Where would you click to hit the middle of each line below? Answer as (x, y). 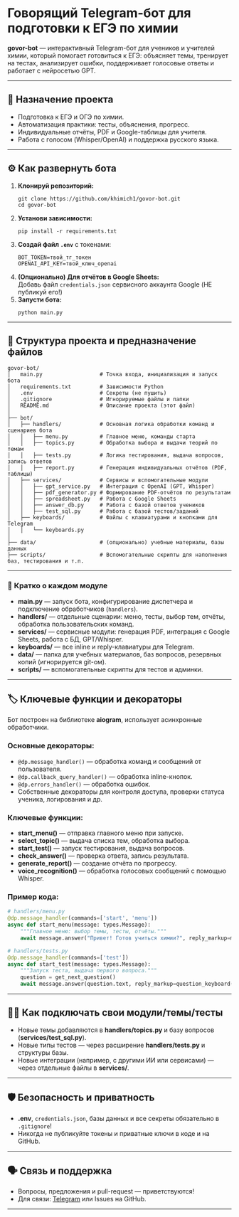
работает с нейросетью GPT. (52, 70)
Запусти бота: (39, 299)
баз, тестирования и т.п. (46, 561)
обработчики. (28, 728)
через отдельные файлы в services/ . (73, 1068)
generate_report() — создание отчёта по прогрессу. (97, 863)
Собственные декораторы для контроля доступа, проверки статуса (121, 792)
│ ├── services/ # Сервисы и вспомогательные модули (108, 480)
